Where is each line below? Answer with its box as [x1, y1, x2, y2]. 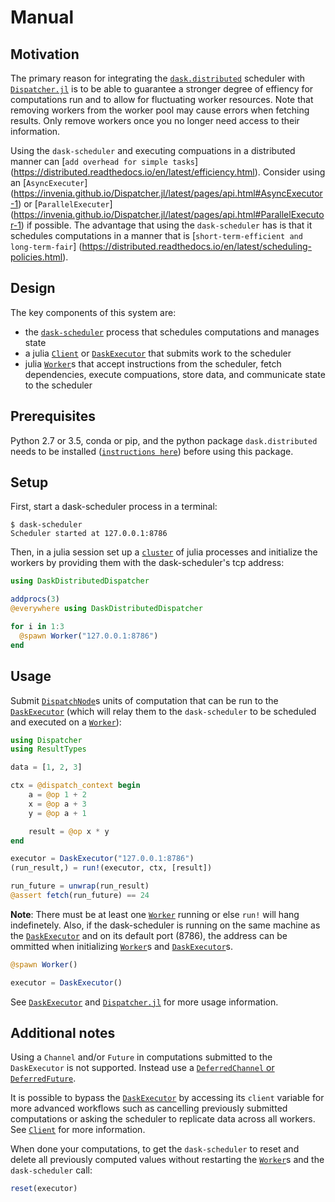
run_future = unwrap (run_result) [10, 881, 150, 891]
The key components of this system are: [10, 306, 177, 318]
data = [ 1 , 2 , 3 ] [10, 762, 83, 773]
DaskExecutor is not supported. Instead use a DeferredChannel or [10, 1062, 275, 1074]
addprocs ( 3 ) [10, 594, 60, 605]
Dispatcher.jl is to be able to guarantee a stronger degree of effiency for [10, 83, 314, 95]
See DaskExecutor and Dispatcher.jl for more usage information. [10, 996, 279, 1008]
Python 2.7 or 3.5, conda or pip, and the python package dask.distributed [10, 434, 318, 446]
